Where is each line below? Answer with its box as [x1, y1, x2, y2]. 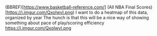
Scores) [136, 4, 153, 10]
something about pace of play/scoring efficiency [5, 20, 104, 26]
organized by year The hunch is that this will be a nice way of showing [5, 15, 149, 20]
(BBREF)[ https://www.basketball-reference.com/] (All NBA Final [5, 4, 136, 10]
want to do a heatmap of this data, [78, 9, 148, 15]
